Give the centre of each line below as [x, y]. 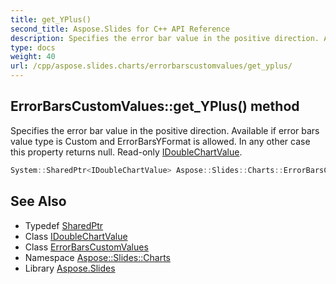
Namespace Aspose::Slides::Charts [97, 257]
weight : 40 [33, 57]
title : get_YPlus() [51, 19]
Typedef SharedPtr [64, 225]
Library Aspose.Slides [70, 268]
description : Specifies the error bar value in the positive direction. [165, 38]
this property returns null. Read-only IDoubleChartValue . [126, 152]
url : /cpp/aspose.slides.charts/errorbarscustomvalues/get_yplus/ [151, 66]
